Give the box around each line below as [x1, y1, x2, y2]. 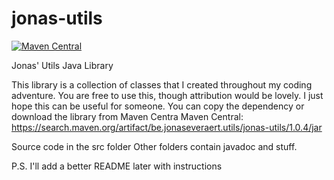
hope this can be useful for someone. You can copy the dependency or [11, 100, 305, 112]
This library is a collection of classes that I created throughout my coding [11, 78, 313, 91]
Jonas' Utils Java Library [11, 59, 114, 71]
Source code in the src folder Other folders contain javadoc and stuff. [11, 140, 298, 152]
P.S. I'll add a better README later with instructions [11, 160, 223, 172]
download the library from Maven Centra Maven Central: [11, 110, 244, 122]
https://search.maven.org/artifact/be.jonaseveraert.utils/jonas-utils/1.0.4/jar [11, 121, 323, 133]
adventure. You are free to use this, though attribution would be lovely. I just [11, 89, 324, 101]
